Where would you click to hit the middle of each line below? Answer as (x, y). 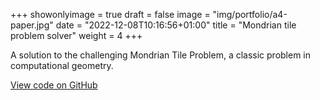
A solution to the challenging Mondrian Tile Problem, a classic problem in (161, 55)
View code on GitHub (54, 85)
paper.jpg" (32, 25)
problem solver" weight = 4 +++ (76, 35)
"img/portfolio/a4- (250, 14)
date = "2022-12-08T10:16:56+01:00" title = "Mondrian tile (176, 25)
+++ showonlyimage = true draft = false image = (110, 14)
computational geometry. (62, 65)
